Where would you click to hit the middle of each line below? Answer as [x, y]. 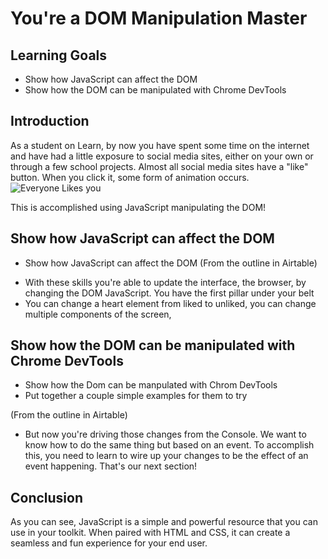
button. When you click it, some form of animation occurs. [130, 177]
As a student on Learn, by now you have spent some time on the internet [160, 145]
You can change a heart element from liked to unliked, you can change [170, 303]
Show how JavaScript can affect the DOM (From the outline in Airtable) [171, 263]
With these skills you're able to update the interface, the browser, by [165, 282]
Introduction [50, 121]
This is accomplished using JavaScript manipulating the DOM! [138, 207]
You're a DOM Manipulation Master [159, 18]
